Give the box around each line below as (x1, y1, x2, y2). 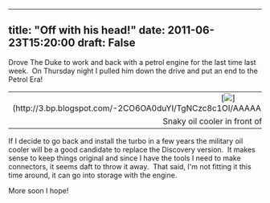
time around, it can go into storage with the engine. (8, 170, 178, 180)
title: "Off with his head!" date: (8, 23, 166, 37)
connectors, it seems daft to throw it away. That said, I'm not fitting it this (8, 161, 252, 171)
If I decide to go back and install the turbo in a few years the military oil (8, 136, 243, 145)
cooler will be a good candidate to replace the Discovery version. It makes (8, 144, 256, 154)
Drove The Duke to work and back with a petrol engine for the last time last (8, 57, 256, 67)
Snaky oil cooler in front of (162, 116, 263, 127)
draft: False (77, 36, 136, 50)
